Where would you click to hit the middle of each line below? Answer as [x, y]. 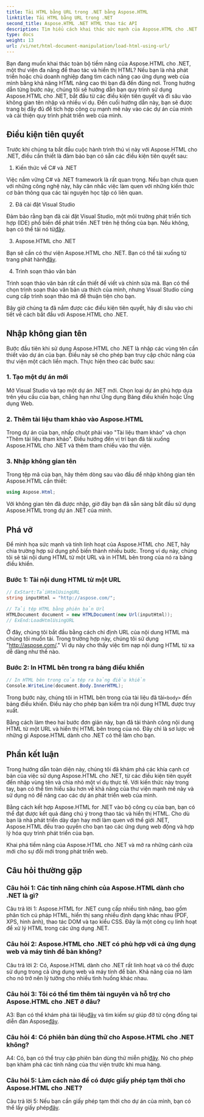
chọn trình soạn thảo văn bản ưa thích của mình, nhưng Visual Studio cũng [100, 289]
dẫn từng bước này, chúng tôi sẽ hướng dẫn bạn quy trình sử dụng [89, 89]
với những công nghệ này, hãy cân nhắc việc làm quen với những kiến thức [100, 186]
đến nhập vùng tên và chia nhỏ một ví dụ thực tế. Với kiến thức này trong [97, 782]
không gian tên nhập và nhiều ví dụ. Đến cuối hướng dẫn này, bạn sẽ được [100, 102]
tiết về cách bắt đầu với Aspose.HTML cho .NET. [67, 314]
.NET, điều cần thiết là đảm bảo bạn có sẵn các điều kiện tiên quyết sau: [97, 156]
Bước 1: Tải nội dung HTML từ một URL [64, 580]
